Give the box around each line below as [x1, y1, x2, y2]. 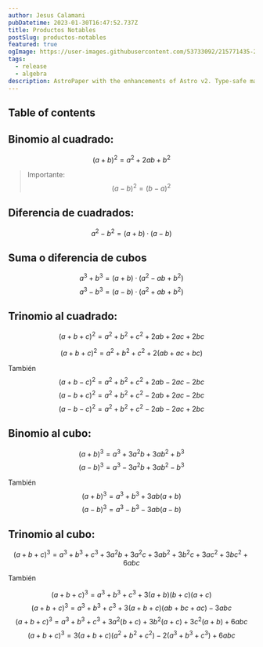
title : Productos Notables [8, 26, 96, 34]
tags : [8, 56, 26, 64]
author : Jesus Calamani [8, 11, 86, 20]
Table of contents [8, 106, 95, 119]
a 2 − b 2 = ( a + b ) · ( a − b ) [91, 227, 172, 238]
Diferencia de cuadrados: [8, 206, 135, 220]
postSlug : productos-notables [8, 33, 107, 42]
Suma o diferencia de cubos [8, 251, 147, 264]
